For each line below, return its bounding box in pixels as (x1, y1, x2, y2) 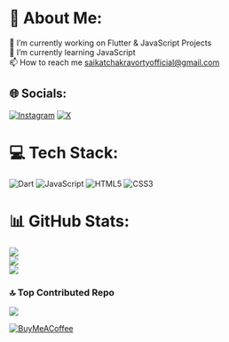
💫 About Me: (9, 8, 103, 28)
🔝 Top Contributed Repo (9, 286, 115, 298)
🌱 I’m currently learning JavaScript (9, 46, 136, 57)
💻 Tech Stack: (9, 142, 119, 163)
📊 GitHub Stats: (9, 211, 130, 231)
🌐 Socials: (9, 86, 67, 102)
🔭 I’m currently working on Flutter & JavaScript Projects (9, 37, 212, 48)
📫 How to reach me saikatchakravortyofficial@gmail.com (9, 57, 220, 68)
